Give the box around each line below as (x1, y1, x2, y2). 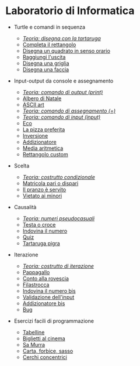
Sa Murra (22, 341, 45, 348)
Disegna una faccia (22, 66, 69, 73)
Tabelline (22, 329, 45, 336)
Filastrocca (22, 281, 50, 288)
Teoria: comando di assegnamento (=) (22, 107, 116, 114)
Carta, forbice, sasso (22, 347, 73, 354)
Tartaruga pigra (22, 240, 61, 247)
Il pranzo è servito (22, 186, 66, 193)
